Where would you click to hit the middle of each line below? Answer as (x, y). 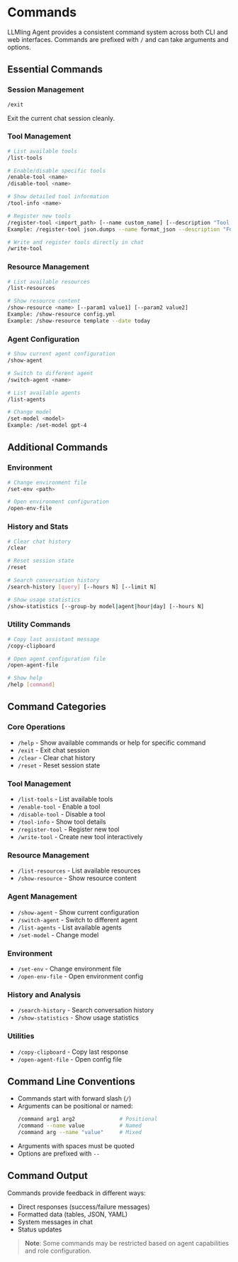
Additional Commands (58, 447)
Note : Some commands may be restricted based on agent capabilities (126, 1243)
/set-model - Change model (58, 934)
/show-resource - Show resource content (77, 878)
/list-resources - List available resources (79, 870)
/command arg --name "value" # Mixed (80, 1133)
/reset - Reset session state (59, 765)
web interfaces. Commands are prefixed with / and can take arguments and (118, 39)
